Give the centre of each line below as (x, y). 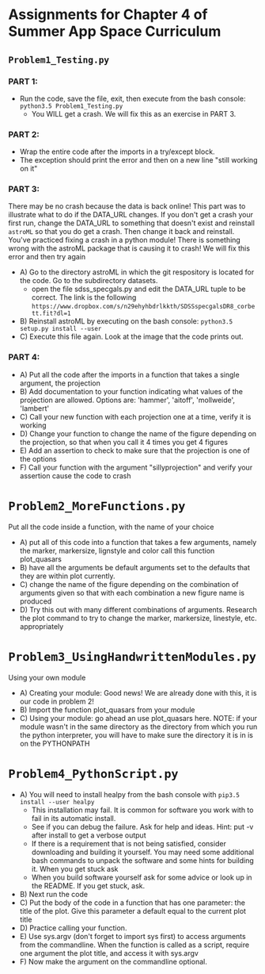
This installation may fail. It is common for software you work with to (142, 810)
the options (38, 458)
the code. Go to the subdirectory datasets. (89, 281)
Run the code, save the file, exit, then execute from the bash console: (132, 98)
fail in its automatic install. (74, 818)
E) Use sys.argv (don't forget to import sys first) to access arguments (133, 936)
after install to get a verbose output (89, 835)
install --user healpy (57, 802)
